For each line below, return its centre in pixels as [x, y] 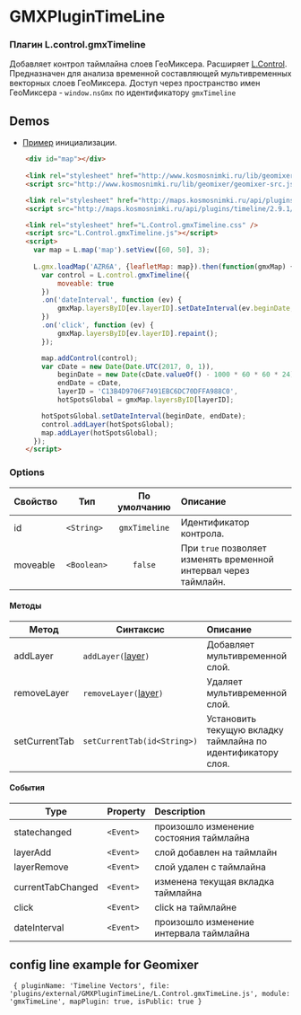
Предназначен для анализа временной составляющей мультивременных [150, 74]
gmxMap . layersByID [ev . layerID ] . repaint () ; [138, 333]
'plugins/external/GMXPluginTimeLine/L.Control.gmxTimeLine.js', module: [150, 993]
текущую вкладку [245, 729]
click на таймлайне [196, 907]
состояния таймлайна [202, 838]
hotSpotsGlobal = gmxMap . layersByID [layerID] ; [146, 400]
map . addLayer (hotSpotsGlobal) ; [100, 433]
